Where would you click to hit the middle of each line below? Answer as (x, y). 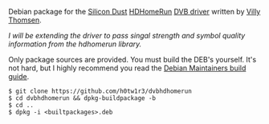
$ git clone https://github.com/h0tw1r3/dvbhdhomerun (100, 91)
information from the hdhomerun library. (75, 44)
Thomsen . (25, 20)
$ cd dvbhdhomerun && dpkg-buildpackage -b (82, 98)
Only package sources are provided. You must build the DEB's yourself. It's (132, 60)
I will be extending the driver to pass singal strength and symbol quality (127, 36)
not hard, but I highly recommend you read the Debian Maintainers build (127, 68)
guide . (19, 76)
